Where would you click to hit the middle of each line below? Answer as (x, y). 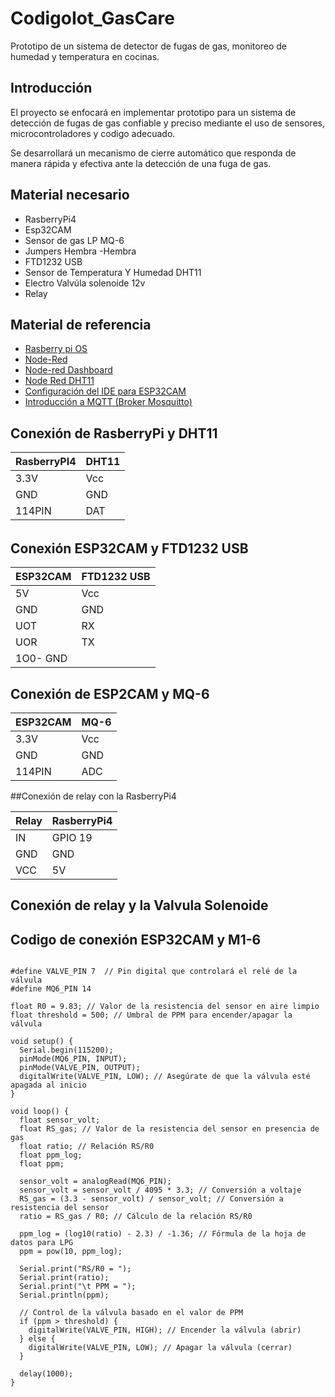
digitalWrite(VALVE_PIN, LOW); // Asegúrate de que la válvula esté (165, 1077)
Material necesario (70, 195)
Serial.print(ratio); (64, 1278)
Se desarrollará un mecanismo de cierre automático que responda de (153, 153)
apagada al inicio (48, 1085)
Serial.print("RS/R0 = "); (75, 1269)
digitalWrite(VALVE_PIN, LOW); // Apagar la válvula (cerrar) (160, 1348)
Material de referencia (81, 324)
